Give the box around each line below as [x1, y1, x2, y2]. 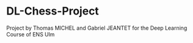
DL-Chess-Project [6, 4, 99, 18]
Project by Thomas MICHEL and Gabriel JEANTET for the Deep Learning [6, 24, 188, 31]
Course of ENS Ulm [6, 30, 55, 38]
